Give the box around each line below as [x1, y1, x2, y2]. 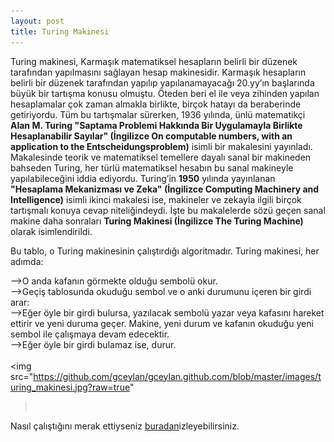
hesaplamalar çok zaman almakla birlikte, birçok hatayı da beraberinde [10, 98, 302, 110]
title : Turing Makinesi [10, 26, 110, 37]
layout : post [10, 16, 65, 26]
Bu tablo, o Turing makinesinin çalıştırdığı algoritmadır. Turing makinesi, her [10, 245, 320, 257]
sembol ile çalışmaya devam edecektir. [10, 328, 170, 340]
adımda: [10, 255, 44, 267]
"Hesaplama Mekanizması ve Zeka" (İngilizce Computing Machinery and [10, 183, 320, 195]
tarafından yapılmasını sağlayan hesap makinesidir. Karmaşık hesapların [10, 66, 307, 78]
